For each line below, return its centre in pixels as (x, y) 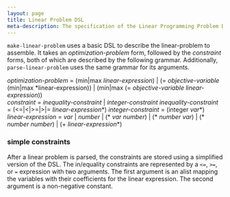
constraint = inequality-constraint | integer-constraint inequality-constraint (113, 103)
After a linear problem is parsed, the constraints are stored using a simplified (115, 157)
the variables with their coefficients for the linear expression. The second (110, 179)
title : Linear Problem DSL (46, 20)
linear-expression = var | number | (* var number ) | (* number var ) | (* (106, 117)
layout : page (26, 13)
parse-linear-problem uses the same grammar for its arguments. (99, 67)
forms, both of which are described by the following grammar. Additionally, (113, 60)
